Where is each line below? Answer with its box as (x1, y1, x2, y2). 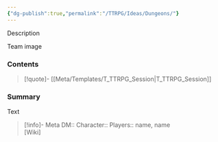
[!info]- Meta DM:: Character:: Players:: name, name (23, 121, 171, 129)
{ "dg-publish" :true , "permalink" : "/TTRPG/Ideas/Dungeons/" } (7, 10, 180, 17)
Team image (7, 42, 43, 50)
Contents (7, 59, 39, 69)
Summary (7, 92, 41, 102)
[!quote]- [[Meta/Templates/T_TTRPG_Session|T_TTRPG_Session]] (23, 75, 212, 83)
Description (7, 29, 40, 37)
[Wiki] (23, 128, 41, 137)
